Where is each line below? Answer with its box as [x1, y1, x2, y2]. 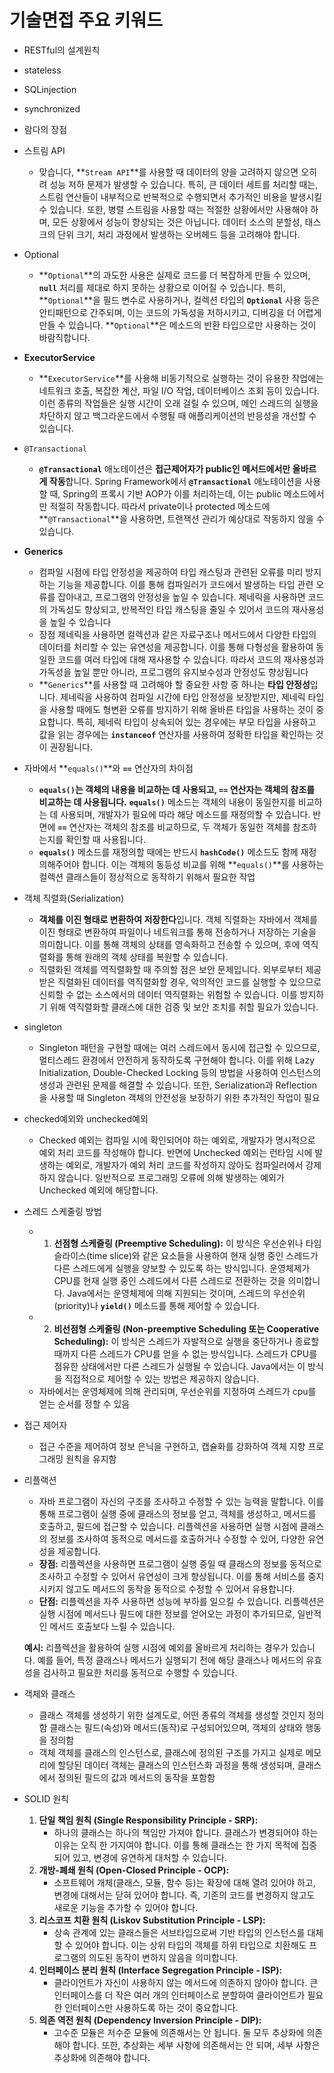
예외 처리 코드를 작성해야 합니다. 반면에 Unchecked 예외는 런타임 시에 [38, 1146, 313, 1158]
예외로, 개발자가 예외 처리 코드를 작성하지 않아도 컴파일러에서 [65, 1159, 304, 1171]
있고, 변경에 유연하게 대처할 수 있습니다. [72, 1851, 227, 1863]
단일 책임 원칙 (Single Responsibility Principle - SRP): [38, 1814, 259, 1826]
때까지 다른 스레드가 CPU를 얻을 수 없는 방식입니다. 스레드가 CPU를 [53, 1347, 318, 1360]
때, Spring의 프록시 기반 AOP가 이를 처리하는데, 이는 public [49, 487, 282, 500]
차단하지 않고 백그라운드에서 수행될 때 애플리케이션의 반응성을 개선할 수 [38, 409, 317, 421]
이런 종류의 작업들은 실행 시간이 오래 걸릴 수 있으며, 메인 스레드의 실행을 [38, 397, 319, 409]
